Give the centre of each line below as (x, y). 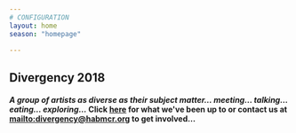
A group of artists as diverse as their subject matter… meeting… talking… (149, 100)
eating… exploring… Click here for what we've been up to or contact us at (148, 110)
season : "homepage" (45, 34)
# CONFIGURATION (39, 17)
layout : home (33, 26)
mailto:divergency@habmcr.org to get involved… (103, 119)
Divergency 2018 (57, 78)
